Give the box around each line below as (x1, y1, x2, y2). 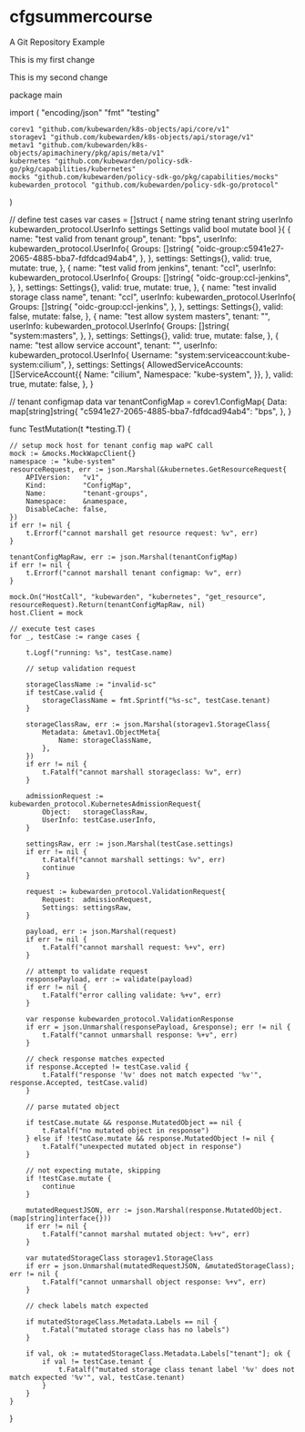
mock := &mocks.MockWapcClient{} (9, 449, 137, 458)
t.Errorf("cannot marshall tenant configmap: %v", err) (25, 568, 243, 577)
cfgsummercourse (9, 6, 153, 27)
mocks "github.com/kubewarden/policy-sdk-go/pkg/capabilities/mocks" (9, 172, 280, 181)
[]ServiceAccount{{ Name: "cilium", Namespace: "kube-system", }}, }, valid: (9, 369, 294, 380)
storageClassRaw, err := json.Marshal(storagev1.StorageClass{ (25, 719, 271, 729)
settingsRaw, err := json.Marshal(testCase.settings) (25, 839, 234, 848)
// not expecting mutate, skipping (25, 1165, 161, 1175)
